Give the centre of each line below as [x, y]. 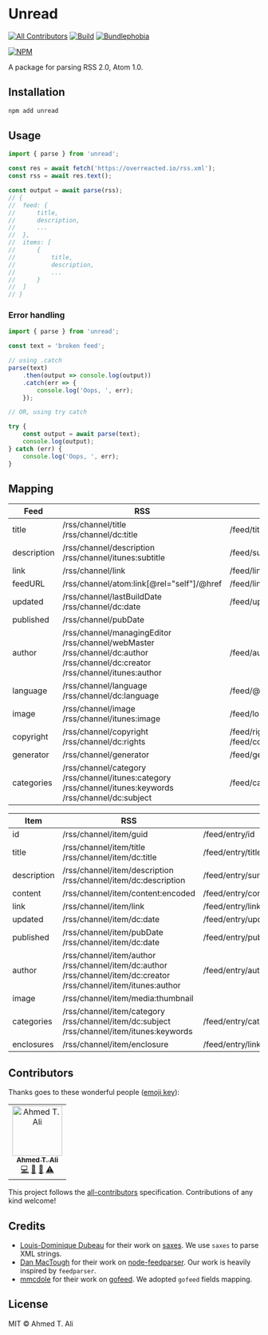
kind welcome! [32, 1201]
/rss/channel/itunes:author [112, 673]
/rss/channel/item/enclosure [116, 1044]
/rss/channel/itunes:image [112, 719]
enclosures [33, 1044]
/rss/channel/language [105, 686]
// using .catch [35, 361]
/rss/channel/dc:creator [107, 663]
